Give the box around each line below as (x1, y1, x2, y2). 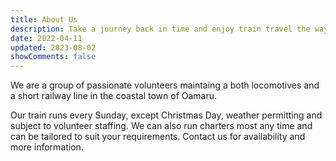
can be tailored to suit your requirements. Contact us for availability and (10, 131, 306, 143)
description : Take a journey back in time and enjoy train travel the (10, 24, 311, 34)
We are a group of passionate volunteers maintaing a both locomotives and (10, 79, 320, 91)
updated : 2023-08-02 (10, 42, 97, 53)
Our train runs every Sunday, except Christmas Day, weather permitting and (10, 109, 323, 121)
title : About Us (10, 14, 78, 25)
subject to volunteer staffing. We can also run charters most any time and (10, 120, 313, 132)
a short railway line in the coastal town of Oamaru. (10, 90, 218, 102)
